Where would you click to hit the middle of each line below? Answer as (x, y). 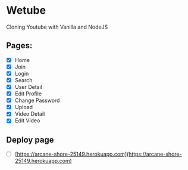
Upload (24, 107)
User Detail (29, 87)
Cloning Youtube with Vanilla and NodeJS (57, 27)
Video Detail (30, 114)
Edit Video (27, 120)
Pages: (19, 46)
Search (23, 80)
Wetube (26, 10)
